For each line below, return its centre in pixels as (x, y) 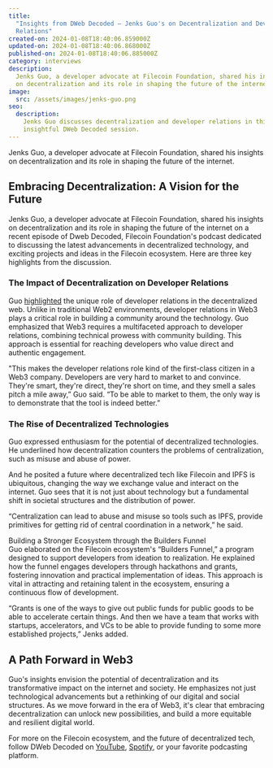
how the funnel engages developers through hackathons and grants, (123, 566)
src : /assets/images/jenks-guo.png (76, 99)
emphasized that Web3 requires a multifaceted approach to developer (126, 327)
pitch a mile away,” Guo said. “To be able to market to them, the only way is (134, 394)
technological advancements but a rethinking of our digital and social (124, 696)
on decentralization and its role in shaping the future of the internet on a (129, 228)
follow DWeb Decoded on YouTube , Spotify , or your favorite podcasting (128, 746)
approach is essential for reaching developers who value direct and (121, 344)
